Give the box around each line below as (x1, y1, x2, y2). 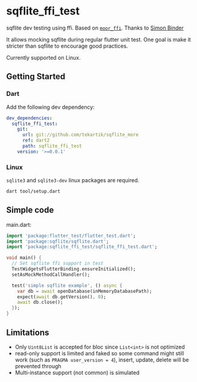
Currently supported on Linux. (6, 54, 81, 61)
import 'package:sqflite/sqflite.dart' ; (6, 238, 110, 244)
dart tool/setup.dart (6, 188, 61, 194)
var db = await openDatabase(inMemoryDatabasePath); (17, 288, 152, 294)
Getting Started (6, 71, 66, 82)
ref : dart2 (22, 138, 50, 144)
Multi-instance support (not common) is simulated (14, 369, 140, 376)
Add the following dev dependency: (6, 103, 95, 110)
